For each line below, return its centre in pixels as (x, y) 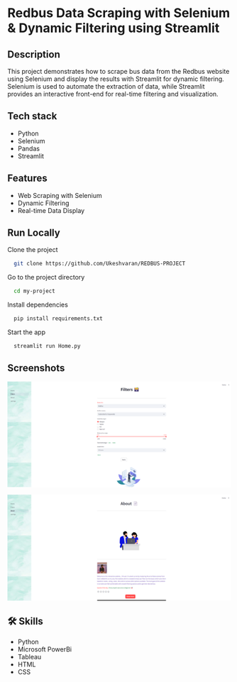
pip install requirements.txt (58, 319)
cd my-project (34, 291)
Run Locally (34, 233)
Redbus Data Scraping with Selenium (119, 13)
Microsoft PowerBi (45, 649)
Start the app (27, 332)
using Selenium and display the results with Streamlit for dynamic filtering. (116, 79)
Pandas (29, 148)
